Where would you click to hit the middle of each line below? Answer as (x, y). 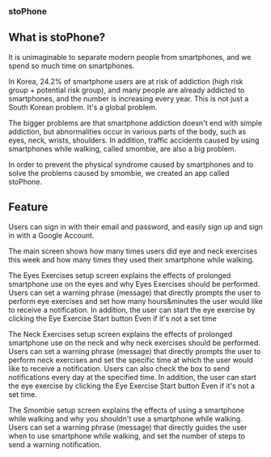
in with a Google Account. (51, 235)
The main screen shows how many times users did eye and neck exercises (133, 251)
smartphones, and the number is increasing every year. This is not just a (129, 98)
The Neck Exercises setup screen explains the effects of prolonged (121, 334)
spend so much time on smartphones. (72, 66)
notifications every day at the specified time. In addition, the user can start (132, 377)
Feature (28, 207)
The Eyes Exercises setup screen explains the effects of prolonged (120, 275)
